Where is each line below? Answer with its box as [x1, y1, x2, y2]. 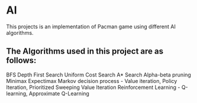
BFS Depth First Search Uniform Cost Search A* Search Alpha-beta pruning [6, 71, 191, 78]
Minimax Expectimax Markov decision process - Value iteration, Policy [6, 77, 177, 84]
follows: [6, 55, 37, 65]
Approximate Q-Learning [28, 89, 90, 97]
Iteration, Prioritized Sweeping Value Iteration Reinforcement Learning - [6, 84, 180, 91]
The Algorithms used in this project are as [6, 46, 164, 57]
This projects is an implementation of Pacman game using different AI [6, 23, 176, 30]
